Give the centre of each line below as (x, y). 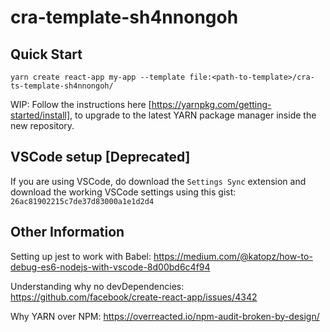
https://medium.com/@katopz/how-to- (233, 256)
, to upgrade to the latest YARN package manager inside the (193, 115)
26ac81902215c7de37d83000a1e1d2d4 (82, 201)
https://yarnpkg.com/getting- (211, 104)
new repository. (42, 125)
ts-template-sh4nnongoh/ (62, 86)
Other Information (67, 232)
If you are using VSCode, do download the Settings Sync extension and (158, 181)
